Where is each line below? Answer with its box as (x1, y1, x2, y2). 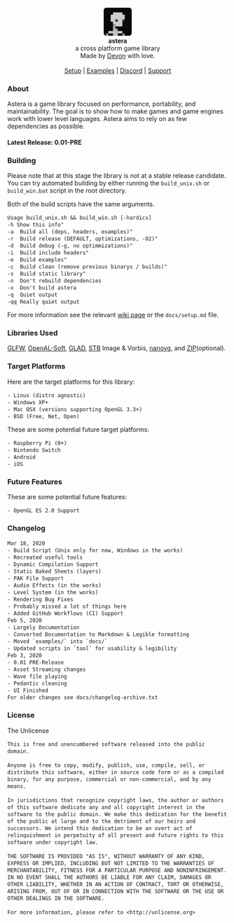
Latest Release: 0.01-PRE (7, 138, 82, 146)
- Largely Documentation (7, 624, 80, 631)
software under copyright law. (7, 838, 99, 846)
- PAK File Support (7, 575, 64, 582)
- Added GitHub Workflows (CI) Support (7, 610, 124, 617)
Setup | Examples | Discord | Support (64, 67, 172, 74)
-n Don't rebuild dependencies (7, 277, 102, 284)
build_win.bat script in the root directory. (7, 186, 127, 195)
